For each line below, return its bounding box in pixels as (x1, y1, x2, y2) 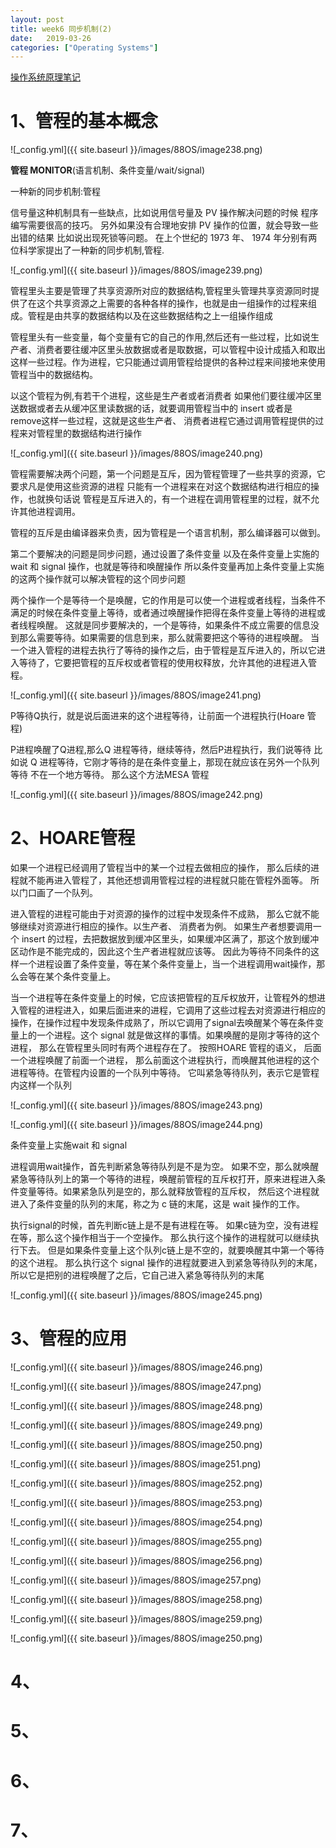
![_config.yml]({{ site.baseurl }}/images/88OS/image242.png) (10, 789, 264, 801)
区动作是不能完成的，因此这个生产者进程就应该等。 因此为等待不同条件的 (10, 946, 311, 958)
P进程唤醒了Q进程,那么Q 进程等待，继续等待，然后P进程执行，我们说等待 (10, 744, 312, 756)
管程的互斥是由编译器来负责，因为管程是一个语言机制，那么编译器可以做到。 (10, 527, 326, 539)
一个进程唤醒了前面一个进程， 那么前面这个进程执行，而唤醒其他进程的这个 (10, 1054, 320, 1066)
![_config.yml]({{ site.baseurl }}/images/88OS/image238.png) (10, 144, 263, 156)
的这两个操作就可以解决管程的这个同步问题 (10, 573, 186, 585)
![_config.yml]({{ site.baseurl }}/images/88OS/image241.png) (10, 689, 262, 701)
